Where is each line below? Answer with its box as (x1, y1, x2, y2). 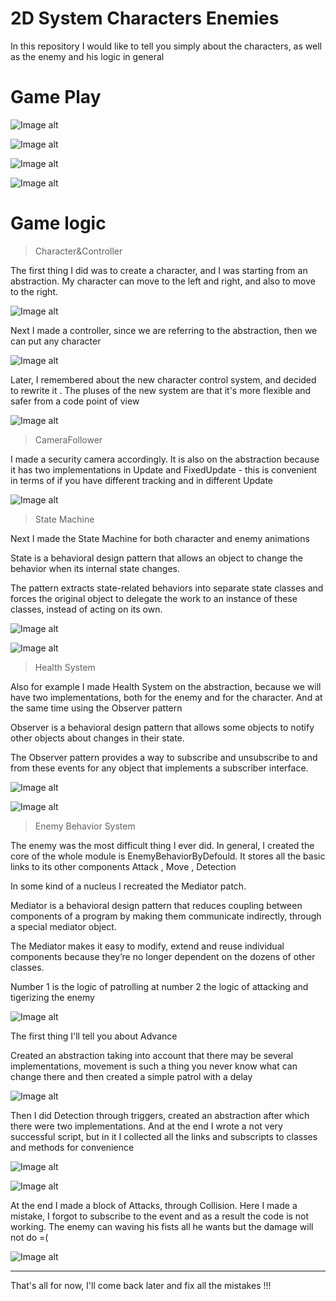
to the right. (10, 285, 59, 297)
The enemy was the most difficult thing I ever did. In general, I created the (10, 839, 315, 851)
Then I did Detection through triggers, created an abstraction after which (10, 1109, 310, 1121)
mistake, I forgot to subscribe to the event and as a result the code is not (10, 1210, 310, 1222)
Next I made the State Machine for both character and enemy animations (10, 532, 310, 544)
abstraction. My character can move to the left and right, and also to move (10, 275, 316, 287)
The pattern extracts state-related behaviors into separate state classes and (10, 582, 324, 594)
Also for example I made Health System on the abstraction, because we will (10, 680, 322, 692)
